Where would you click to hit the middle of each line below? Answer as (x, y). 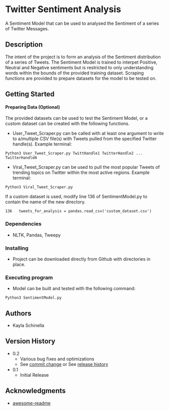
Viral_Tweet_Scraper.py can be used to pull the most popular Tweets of (86, 167)
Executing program (29, 278)
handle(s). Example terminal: (42, 144)
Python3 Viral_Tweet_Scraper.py (39, 187)
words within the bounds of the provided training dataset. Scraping (75, 73)
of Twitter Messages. (27, 28)
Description (24, 45)
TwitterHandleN (21, 158)
